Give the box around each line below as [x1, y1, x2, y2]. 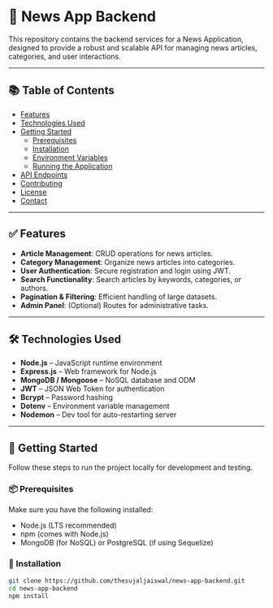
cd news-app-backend [8, 584, 79, 593]
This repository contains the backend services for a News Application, [8, 34, 244, 44]
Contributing [19, 178, 63, 188]
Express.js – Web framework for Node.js [19, 367, 157, 376]
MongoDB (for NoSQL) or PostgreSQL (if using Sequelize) [19, 538, 214, 548]
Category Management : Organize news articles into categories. [19, 257, 236, 267]
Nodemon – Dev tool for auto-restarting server [19, 410, 177, 419]
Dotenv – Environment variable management [19, 402, 170, 411]
